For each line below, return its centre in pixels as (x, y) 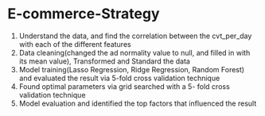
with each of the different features (75, 44)
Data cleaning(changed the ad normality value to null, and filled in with (134, 52)
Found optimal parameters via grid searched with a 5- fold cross (124, 86)
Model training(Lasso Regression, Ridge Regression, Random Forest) (131, 69)
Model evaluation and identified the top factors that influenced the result (138, 103)
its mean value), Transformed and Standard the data (104, 61)
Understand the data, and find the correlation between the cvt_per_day (135, 36)
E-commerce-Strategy (84, 14)
